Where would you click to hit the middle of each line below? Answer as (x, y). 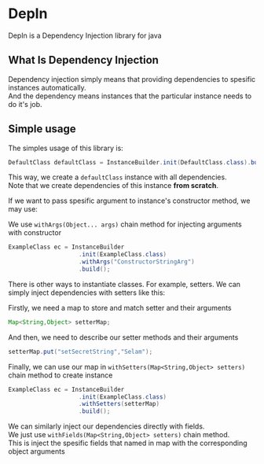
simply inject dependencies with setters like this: (87, 293)
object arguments (37, 451)
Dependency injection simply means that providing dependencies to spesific (132, 79)
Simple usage (42, 129)
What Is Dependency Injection (84, 60)
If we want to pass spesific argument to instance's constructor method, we (129, 201)
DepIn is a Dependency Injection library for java (85, 35)
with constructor (35, 233)
